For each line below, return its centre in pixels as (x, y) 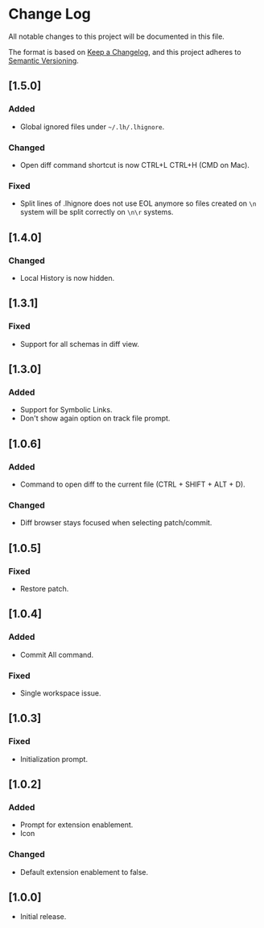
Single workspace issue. (60, 693)
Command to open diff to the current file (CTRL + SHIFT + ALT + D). (132, 484)
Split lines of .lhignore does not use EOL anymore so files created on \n (138, 203)
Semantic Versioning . (43, 61)
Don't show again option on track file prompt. (95, 418)
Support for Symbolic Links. (66, 410)
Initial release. (43, 917)
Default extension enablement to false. (84, 872)
